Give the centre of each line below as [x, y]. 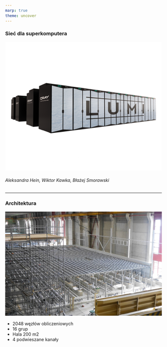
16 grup [20, 329]
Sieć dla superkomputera [36, 34]
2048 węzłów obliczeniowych [43, 323]
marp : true [16, 10]
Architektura [21, 203]
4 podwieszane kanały [35, 339]
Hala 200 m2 [26, 334]
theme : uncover [21, 16]
